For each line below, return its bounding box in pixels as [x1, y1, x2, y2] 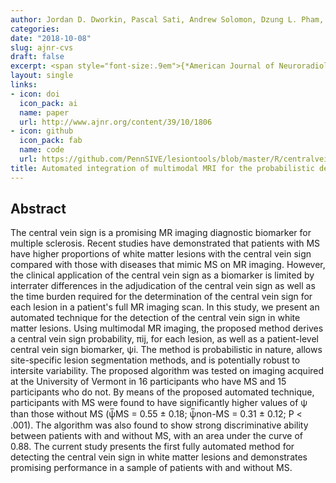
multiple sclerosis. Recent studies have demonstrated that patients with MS [10, 237, 321, 250]
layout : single [10, 71, 74, 81]
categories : [10, 24, 60, 34]
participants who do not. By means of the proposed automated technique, [10, 386, 315, 398]
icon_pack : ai [19, 98, 78, 108]
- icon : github [10, 126, 74, 136]
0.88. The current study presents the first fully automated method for [10, 441, 295, 453]
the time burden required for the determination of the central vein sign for [10, 291, 313, 303]
